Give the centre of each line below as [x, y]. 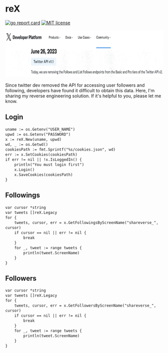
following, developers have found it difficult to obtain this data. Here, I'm [80, 90]
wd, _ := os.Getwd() [27, 144]
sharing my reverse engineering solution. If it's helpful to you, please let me [83, 96]
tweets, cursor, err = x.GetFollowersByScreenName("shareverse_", [85, 306]
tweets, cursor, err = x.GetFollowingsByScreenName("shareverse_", [86, 222]
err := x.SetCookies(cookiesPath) [41, 154]
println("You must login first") [49, 164]
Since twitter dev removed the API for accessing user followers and [75, 85]
